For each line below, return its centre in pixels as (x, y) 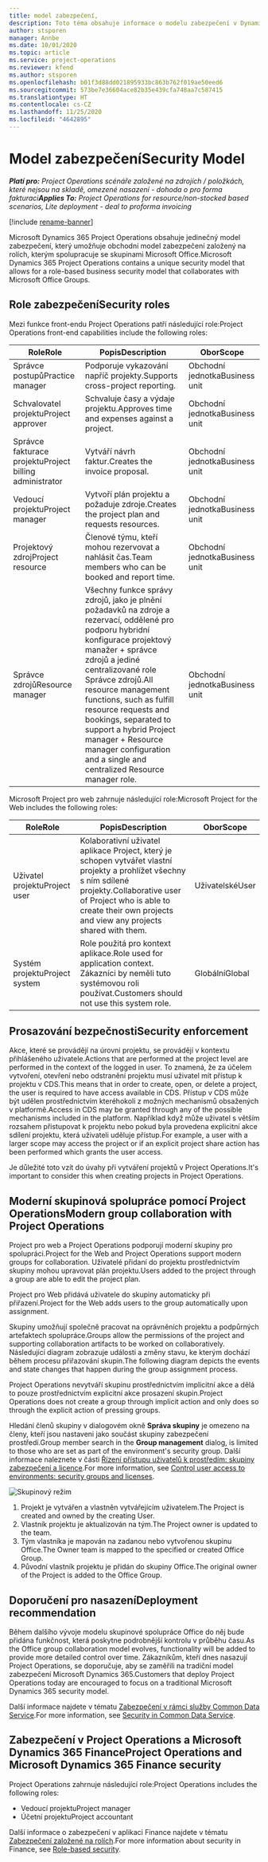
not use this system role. (126, 1003)
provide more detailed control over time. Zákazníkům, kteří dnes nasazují (128, 1657)
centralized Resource (124, 769)
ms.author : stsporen (43, 75)
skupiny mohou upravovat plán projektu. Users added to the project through (133, 1271)
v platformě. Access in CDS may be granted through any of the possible (126, 1110)
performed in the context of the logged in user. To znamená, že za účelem (130, 1067)
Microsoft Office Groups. (50, 279)
